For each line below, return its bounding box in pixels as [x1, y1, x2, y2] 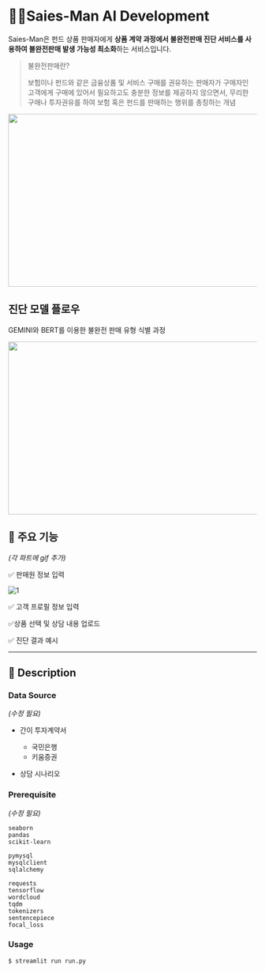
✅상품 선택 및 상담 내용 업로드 [8, 618, 101, 628]
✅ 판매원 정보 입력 [8, 569, 65, 579]
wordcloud [8, 893, 41, 901]
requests [8, 879, 37, 888]
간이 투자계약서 [19, 726, 67, 735]
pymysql [8, 851, 34, 860]
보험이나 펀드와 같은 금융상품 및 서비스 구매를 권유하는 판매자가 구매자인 [27, 77, 249, 87]
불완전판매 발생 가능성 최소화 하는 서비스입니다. [28, 43, 172, 54]
